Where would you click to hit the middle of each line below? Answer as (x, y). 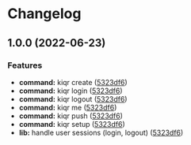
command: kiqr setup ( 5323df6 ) (72, 124)
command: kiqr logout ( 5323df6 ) (73, 99)
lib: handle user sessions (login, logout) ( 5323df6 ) (101, 132)
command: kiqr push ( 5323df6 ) (71, 116)
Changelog (44, 14)
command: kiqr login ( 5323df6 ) (71, 91)
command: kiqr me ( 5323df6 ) (68, 107)
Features (25, 65)
